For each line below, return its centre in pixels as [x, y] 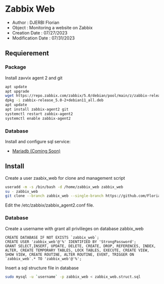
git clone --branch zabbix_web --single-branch [54, 196]
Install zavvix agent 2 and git [34, 78]
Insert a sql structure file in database [42, 268]
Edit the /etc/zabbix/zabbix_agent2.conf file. [50, 205]
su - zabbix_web [21, 191]
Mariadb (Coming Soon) [36, 151]
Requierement [27, 53]
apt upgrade [17, 91]
